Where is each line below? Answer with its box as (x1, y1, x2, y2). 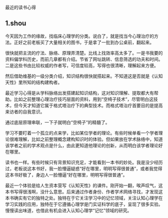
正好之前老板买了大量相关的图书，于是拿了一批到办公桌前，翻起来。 (13, 39, 154, 45)
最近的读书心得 (5, 4, 36, 10)
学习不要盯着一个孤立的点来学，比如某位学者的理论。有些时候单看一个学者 (5, 129, 158, 136)
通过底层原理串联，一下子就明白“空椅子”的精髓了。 (5, 119, 110, 125)
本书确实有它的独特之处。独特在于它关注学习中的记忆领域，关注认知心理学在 (5, 194, 163, 201)
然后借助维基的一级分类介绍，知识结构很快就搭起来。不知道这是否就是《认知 (5, 73, 163, 79)
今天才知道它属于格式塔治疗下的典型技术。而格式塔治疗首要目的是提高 (18, 102, 163, 108)
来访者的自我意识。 (5, 108, 45, 114)
